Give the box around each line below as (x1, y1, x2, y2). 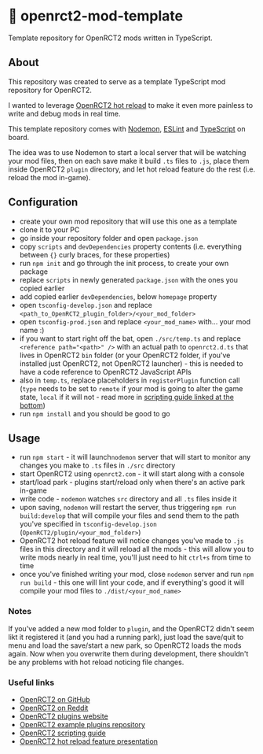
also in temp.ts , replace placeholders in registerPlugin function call (19, 375, 240, 385)
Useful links (8, 677, 55, 688)
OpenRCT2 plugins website (19, 711, 108, 721)
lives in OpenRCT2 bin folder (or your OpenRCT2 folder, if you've (19, 350, 231, 360)
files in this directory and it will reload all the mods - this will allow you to (19, 545, 254, 554)
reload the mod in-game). (8, 172, 91, 182)
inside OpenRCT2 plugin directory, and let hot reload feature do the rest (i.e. (8, 164, 256, 174)
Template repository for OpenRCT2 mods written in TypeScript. (8, 33, 214, 43)
